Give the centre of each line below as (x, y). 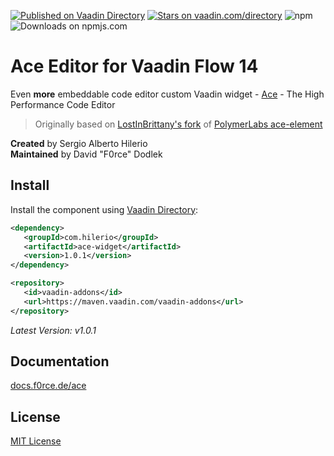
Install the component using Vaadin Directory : (104, 209)
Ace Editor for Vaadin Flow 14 (134, 66)
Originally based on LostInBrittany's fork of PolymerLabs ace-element (178, 124)
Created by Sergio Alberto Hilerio (79, 143)
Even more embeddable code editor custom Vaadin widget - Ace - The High (167, 94)
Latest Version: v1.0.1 (53, 330)
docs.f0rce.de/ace (48, 386)
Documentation (60, 361)
